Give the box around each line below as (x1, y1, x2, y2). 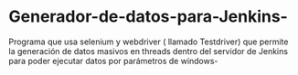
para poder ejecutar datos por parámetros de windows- (8, 55, 218, 66)
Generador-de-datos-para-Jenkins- (8, 6, 289, 27)
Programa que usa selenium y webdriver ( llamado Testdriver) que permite (8, 36, 289, 47)
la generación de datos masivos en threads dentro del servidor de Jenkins (8, 45, 289, 56)
